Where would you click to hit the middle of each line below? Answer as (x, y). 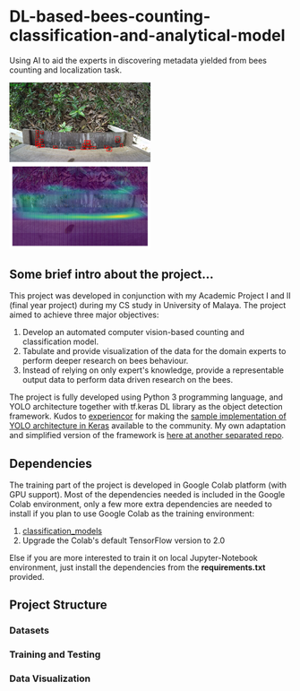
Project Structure (58, 605)
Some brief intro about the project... (111, 274)
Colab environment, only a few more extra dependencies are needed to (141, 505)
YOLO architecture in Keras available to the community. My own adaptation (148, 426)
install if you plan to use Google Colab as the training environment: (132, 514)
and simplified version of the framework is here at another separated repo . (147, 436)
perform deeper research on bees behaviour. (105, 361)
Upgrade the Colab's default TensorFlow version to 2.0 (124, 540)
